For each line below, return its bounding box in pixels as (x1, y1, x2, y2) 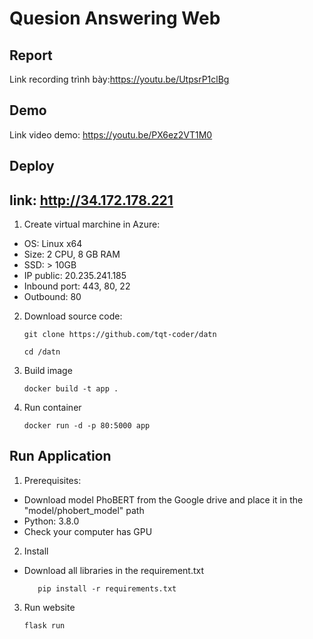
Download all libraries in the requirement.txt (23, 564, 205, 576)
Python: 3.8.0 (23, 515, 80, 527)
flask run (23, 620, 66, 631)
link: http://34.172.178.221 (9, 192, 174, 209)
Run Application (9, 448, 112, 465)
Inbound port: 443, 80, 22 (23, 280, 131, 292)
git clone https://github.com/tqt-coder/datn (23, 330, 217, 340)
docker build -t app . (23, 384, 119, 394)
